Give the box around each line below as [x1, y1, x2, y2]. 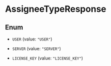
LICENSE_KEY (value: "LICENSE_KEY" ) [12, 55, 83, 61]
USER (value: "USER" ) [12, 36, 53, 42]
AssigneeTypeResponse [5, 3, 107, 15]
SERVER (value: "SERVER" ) [12, 46, 61, 51]
